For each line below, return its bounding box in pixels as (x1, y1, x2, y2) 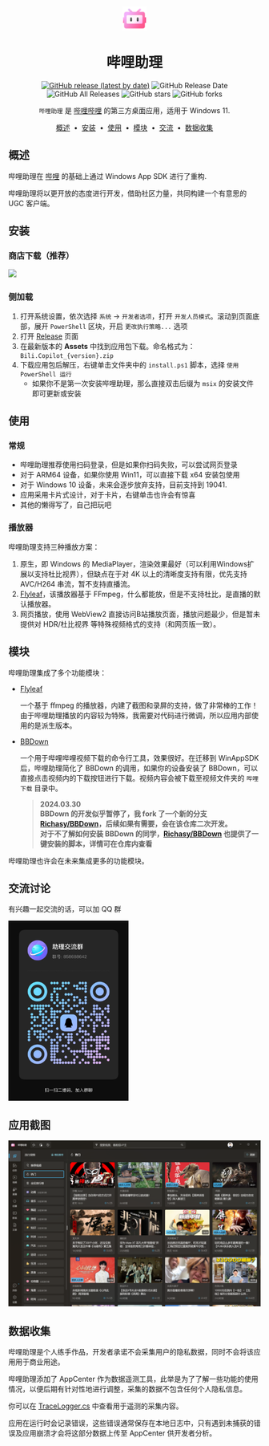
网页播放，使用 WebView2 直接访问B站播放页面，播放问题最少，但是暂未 (19, 609, 260, 619)
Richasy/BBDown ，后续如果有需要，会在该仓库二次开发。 (39, 818, 232, 828)
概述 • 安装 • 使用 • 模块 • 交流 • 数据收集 (55, 123, 214, 132)
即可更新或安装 (31, 388, 82, 398)
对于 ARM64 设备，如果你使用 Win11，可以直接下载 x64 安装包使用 (19, 470, 240, 480)
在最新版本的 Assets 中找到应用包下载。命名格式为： (19, 341, 195, 351)
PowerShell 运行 (19, 370, 72, 379)
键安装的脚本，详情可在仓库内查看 (39, 839, 153, 848)
